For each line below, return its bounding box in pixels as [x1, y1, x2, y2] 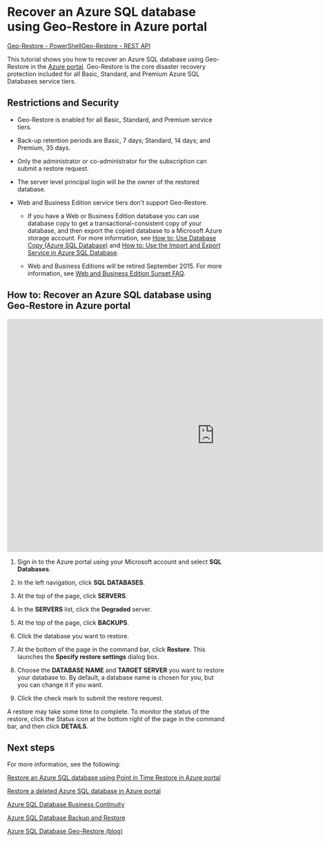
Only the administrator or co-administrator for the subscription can [17, 157, 207, 165]
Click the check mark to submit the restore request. [17, 693, 164, 702]
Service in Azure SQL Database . [27, 248, 119, 256]
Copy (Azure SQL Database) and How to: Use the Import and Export [27, 241, 221, 249]
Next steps [7, 742, 55, 754]
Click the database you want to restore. [17, 631, 130, 640]
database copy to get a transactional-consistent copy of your [27, 219, 202, 227]
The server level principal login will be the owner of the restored [17, 178, 199, 186]
